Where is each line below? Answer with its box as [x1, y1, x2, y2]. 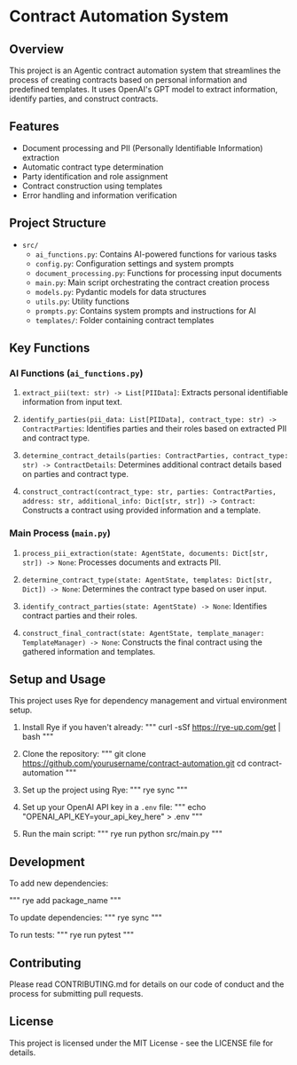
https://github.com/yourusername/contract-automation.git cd [21, 758, 246, 769]
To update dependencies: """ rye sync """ [9, 912, 162, 923]
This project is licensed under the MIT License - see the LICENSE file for [9, 1037, 273, 1048]
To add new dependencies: [9, 878, 109, 889]
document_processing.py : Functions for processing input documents [35, 267, 282, 278]
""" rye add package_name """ [9, 895, 121, 906]
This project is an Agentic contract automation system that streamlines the [9, 65, 281, 76]
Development [9, 854, 86, 870]
